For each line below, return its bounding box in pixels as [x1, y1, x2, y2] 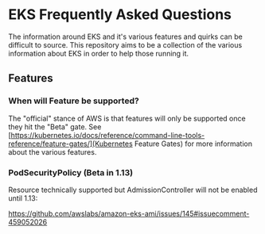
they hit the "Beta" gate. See [8, 121, 102, 132]
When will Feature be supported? [8, 95, 139, 106]
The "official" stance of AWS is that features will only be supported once [8, 113, 246, 123]
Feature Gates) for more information [134, 139, 253, 148]
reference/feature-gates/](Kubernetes [8, 139, 133, 148]
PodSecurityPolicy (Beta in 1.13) [8, 167, 134, 178]
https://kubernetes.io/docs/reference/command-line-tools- [10, 130, 205, 140]
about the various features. [8, 147, 97, 156]
